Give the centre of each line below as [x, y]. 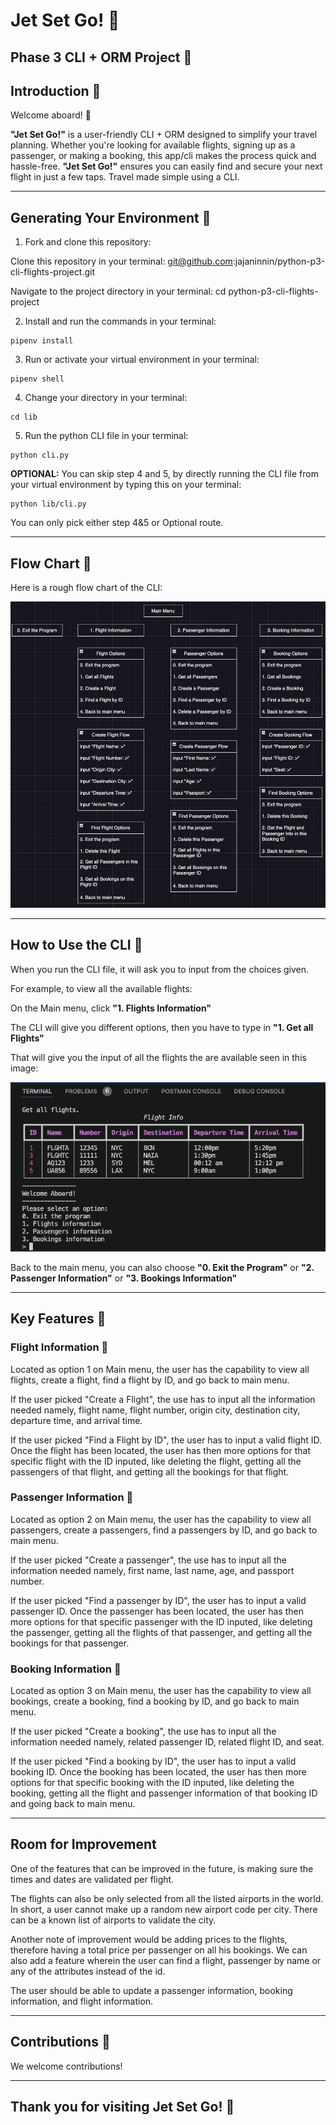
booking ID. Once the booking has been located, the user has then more [158, 1772]
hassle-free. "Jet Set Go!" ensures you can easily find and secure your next [166, 166]
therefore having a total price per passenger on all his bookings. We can [159, 1950]
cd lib [24, 417]
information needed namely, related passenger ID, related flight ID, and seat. [167, 1742]
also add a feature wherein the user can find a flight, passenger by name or [166, 1960]
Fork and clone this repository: [88, 242]
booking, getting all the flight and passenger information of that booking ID [164, 1793]
